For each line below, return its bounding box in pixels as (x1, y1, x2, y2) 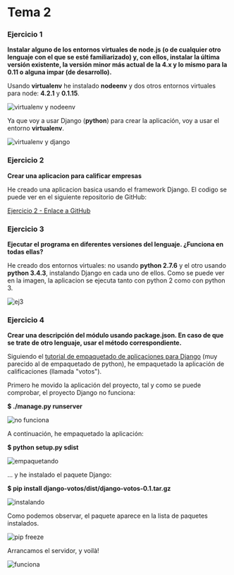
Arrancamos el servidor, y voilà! (7, 547, 100, 555)
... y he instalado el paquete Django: (7, 470, 112, 479)
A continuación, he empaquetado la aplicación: (7, 429, 144, 438)
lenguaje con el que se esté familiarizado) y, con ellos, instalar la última (7, 53, 220, 61)
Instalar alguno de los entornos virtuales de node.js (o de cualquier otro (7, 45, 221, 54)
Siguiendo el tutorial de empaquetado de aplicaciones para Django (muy (7, 352, 218, 361)
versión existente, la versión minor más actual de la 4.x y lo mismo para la (7, 61, 228, 69)
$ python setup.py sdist (7, 443, 79, 452)
